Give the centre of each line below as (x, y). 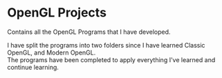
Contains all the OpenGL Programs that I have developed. (89, 32)
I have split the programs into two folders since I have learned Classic (106, 45)
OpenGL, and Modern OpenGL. (52, 52)
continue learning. (33, 67)
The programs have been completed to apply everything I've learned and (111, 59)
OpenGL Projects (57, 13)
